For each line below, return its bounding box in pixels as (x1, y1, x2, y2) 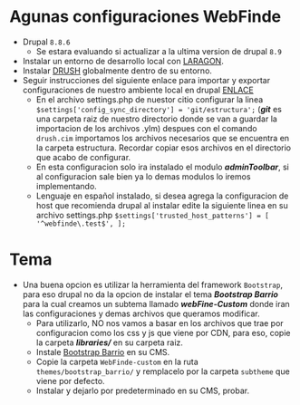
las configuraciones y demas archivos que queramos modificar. (22, 308, 260, 319)
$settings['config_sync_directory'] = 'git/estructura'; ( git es (35, 103, 283, 114)
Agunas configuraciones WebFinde (9, 6, 282, 27)
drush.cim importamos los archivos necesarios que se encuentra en (35, 132, 290, 143)
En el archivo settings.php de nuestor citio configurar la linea (35, 93, 264, 105)
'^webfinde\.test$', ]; (35, 219, 127, 228)
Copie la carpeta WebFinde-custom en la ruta (35, 356, 199, 367)
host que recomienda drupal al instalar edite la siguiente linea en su (35, 199, 288, 210)
